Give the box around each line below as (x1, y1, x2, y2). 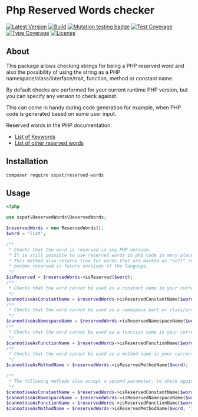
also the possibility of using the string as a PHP (6, 69, 121, 76)
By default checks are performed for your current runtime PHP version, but (6, 86, 189, 93)
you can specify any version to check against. (6, 92, 118, 99)
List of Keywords (14, 133, 56, 140)
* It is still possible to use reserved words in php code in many (8, 252, 178, 258)
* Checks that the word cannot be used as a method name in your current (8, 351, 194, 357)
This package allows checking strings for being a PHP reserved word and (6, 62, 184, 69)
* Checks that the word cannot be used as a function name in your (8, 329, 178, 335)
